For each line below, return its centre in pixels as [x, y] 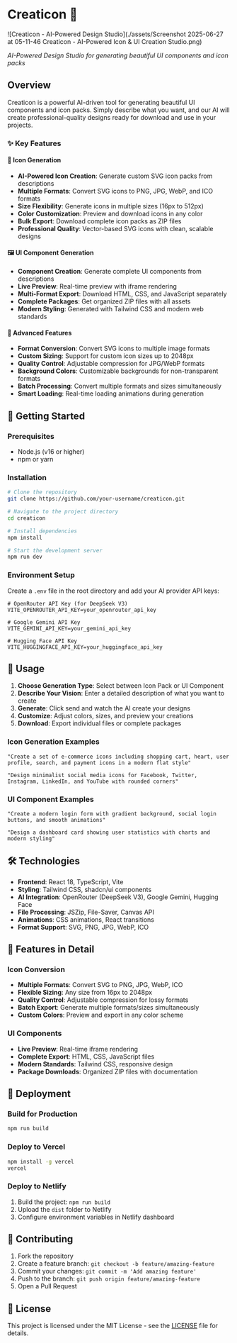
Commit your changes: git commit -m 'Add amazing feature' [107, 1271]
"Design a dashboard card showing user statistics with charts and [109, 832]
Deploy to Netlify [37, 1186]
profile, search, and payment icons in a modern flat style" [99, 763]
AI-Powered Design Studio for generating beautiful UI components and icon [118, 55]
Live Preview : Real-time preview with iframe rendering [97, 286]
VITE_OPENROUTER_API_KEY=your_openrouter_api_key [82, 610]
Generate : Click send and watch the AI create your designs [104, 708]
